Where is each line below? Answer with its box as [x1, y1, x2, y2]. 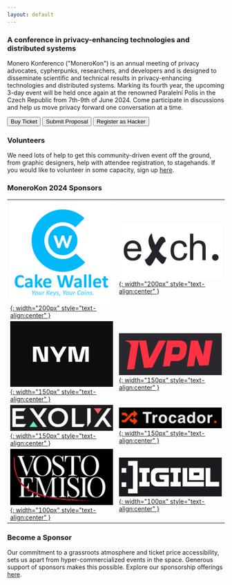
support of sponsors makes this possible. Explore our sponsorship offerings [7, 563, 223, 571]
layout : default [7, 11, 54, 18]
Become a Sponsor [7, 533, 72, 542]
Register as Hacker [96, 117, 146, 125]
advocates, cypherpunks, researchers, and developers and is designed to [7, 66, 217, 75]
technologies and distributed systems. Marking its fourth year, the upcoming [7, 81, 224, 89]
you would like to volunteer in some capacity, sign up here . [7, 166, 175, 174]
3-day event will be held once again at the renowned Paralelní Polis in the [7, 88, 216, 97]
